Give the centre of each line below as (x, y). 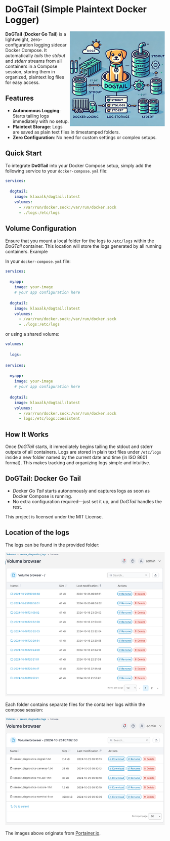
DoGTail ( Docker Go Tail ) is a (36, 34)
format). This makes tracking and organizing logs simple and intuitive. (78, 463)
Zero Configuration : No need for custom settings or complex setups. (84, 137)
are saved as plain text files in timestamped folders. (66, 132)
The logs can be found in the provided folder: (52, 545)
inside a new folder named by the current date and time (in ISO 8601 (76, 457)
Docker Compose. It (26, 50)
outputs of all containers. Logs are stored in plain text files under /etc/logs (83, 452)
